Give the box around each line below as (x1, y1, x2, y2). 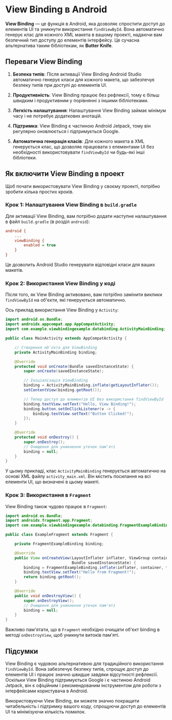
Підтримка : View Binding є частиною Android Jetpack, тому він (12, 122, 151, 129)
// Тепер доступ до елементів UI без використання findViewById (24, 397, 164, 402)
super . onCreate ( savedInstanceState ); (24, 368, 104, 374)
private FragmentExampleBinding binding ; (14, 541, 104, 547)
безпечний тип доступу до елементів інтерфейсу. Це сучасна (5, 37, 140, 43)
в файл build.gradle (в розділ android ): (5, 218, 90, 225)
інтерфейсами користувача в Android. (5, 688, 89, 694)
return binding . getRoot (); (24, 575, 81, 580)
